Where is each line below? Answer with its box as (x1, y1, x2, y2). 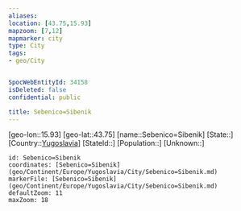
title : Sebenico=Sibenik (8, 108, 92, 116)
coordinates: (8, 161, 52, 169)
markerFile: (8, 175, 48, 184)
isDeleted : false (8, 85, 67, 93)
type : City (8, 42, 45, 50)
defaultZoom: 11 (8, 189, 63, 197)
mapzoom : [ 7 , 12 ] (8, 27, 63, 35)
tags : (8, 49, 27, 57)
